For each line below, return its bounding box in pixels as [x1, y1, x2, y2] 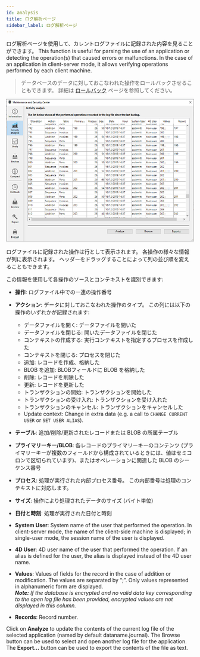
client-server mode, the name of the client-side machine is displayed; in [14, 528, 192, 535]
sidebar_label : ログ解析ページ [6, 22, 77, 28]
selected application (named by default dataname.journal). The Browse [6, 631, 180, 638]
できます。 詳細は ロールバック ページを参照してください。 [31, 87, 176, 94]
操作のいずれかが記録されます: [14, 308, 90, 316]
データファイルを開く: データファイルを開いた [23, 321, 137, 328]
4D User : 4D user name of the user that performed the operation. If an [14, 546, 187, 553]
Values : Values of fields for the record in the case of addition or [14, 570, 171, 577]
